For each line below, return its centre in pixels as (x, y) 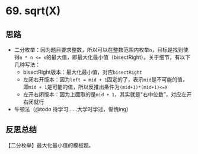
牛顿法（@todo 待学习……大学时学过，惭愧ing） (73, 109)
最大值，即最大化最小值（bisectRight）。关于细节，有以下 (121, 57)
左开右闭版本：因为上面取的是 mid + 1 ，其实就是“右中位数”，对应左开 (107, 94)
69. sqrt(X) (33, 11)
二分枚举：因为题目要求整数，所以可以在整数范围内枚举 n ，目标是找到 (98, 50)
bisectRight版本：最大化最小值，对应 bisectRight (83, 72)
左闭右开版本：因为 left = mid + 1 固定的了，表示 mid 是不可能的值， (105, 79)
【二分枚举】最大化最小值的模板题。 (50, 145)
